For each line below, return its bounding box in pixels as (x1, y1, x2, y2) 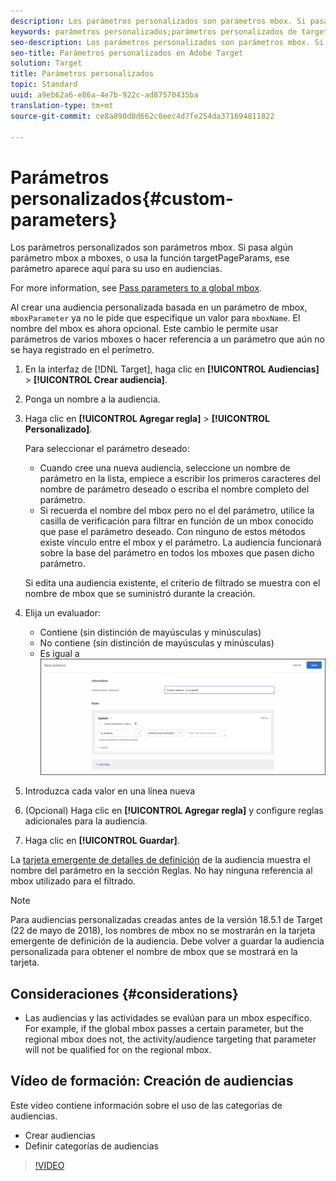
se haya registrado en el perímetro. (10, 344, 155, 356)
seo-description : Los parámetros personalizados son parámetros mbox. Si (10, 37, 325, 47)
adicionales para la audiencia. (24, 815, 148, 827)
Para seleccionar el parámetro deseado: (24, 443, 190, 455)
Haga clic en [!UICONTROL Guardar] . (24, 835, 180, 847)
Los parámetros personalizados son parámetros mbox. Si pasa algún (10, 241, 294, 254)
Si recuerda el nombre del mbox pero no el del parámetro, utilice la (39, 505, 315, 517)
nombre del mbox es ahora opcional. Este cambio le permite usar (10, 323, 279, 335)
